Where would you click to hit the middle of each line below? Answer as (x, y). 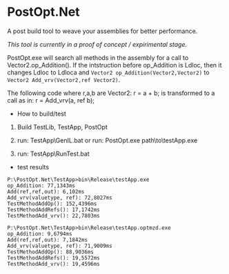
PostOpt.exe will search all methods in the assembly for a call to (98, 57)
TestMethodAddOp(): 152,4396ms (52, 204)
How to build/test (42, 114)
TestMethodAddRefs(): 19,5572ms (53, 258)
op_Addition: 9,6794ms (40, 234)
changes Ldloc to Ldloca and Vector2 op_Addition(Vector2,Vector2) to (108, 72)
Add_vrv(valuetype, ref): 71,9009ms (60, 246)
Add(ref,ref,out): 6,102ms (46, 191)
